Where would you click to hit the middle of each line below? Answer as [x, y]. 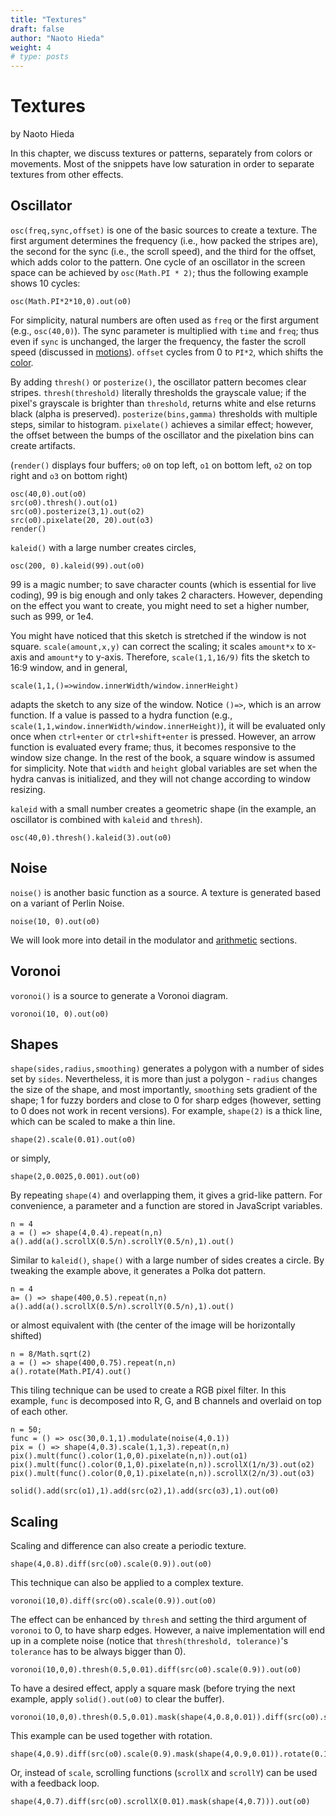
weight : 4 [31, 47]
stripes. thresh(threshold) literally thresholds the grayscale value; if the [158, 392]
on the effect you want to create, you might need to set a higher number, [160, 605]
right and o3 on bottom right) [69, 475]
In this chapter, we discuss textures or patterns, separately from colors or [161, 153]
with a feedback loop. [55, 1783]
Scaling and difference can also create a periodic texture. [128, 1546]
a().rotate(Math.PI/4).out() [71, 1372]
